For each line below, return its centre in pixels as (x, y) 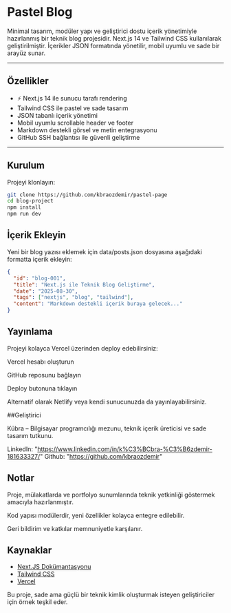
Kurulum (26, 166)
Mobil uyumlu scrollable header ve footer (75, 123)
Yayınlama (30, 332)
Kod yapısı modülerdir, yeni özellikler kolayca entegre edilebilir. (96, 515)
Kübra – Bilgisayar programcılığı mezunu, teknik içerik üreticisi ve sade (107, 428)
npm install (24, 207)
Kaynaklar (30, 551)
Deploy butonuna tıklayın (42, 388)
